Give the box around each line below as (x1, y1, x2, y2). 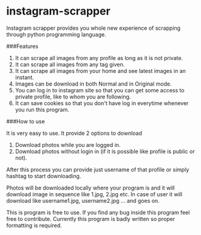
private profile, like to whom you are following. (15, 93, 131, 100)
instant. (15, 73, 35, 81)
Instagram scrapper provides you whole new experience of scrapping (6, 24, 181, 32)
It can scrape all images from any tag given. (15, 61, 125, 68)
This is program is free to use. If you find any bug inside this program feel (6, 208, 190, 216)
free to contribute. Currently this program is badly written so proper (6, 215, 175, 222)
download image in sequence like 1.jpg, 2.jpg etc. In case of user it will (6, 190, 183, 198)
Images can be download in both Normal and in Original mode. (15, 80, 172, 87)
